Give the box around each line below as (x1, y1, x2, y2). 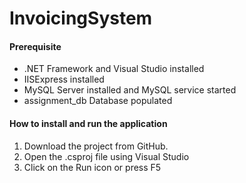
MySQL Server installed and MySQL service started (23, 84, 237, 96)
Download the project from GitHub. (23, 140, 169, 152)
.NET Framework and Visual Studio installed (23, 63, 205, 75)
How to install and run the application (9, 117, 168, 129)
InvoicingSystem (9, 7, 153, 30)
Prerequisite (9, 40, 62, 52)
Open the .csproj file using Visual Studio (23, 150, 190, 162)
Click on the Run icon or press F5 (23, 161, 162, 173)
